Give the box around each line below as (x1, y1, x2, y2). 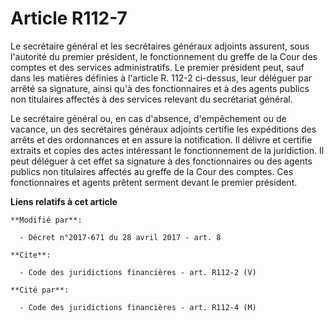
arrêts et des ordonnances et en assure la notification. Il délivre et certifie (10, 133, 313, 146)
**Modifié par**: (10, 215, 83, 225)
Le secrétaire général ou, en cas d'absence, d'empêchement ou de (10, 112, 287, 124)
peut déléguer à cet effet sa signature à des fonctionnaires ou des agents (10, 155, 313, 167)
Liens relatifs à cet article (10, 195, 118, 207)
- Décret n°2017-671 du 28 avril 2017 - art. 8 (19, 232, 222, 242)
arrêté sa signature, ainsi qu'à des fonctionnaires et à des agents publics (10, 82, 310, 94)
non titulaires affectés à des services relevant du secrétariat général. (10, 93, 293, 105)
